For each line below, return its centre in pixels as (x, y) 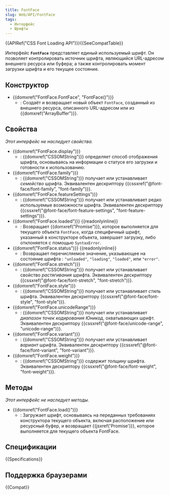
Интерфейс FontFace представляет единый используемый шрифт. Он (80, 53)
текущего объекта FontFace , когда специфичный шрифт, (80, 232)
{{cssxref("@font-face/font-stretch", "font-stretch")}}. (76, 280)
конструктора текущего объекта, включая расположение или (87, 420)
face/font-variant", (39, 350)
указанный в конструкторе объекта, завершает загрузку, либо (88, 237)
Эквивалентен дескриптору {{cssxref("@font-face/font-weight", (88, 366)
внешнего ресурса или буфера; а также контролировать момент (75, 64)
